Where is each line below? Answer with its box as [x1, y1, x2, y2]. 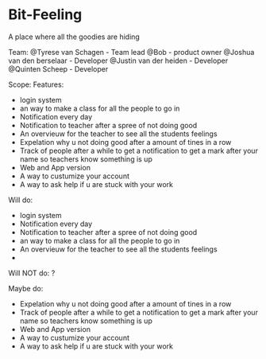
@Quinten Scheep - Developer [8, 64, 109, 73]
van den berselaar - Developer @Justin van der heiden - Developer [8, 56, 229, 65]
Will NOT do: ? [8, 268, 56, 278]
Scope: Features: [8, 80, 64, 89]
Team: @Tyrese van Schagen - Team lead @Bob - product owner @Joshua [8, 47, 255, 57]
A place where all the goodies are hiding [8, 32, 141, 41]
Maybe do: [8, 283, 44, 293]
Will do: [8, 195, 33, 205]
